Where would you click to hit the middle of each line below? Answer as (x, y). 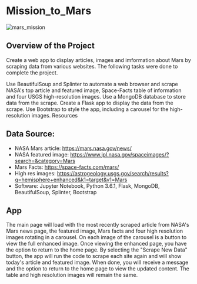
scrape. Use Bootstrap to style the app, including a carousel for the (87, 109)
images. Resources (55, 115)
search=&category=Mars (45, 161)
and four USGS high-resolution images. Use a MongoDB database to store (96, 96)
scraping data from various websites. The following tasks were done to (92, 66)
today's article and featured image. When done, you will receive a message (97, 262)
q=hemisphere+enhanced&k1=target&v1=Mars (71, 179)
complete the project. (32, 73)
